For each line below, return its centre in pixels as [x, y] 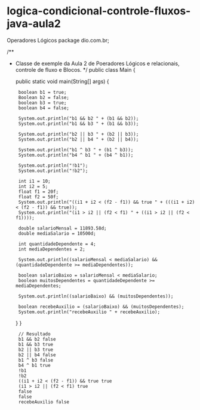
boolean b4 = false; [44, 108]
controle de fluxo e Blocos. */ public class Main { [76, 69]
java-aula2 [34, 24]
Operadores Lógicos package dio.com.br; [58, 40]
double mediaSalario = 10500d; [57, 233]
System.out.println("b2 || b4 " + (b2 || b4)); [79, 139]
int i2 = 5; [33, 186]
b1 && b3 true [36, 344]
